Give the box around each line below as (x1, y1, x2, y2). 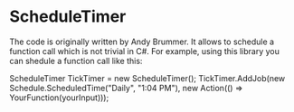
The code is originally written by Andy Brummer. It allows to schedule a (9, 36, 274, 47)
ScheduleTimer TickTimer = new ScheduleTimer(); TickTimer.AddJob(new (9, 72, 286, 83)
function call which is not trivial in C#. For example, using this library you (9, 45, 280, 56)
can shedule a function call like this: (9, 55, 143, 66)
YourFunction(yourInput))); (9, 92, 109, 103)
